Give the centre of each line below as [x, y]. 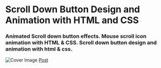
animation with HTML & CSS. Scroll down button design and [81, 43]
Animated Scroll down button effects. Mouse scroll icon [76, 36]
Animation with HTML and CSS [72, 20]
